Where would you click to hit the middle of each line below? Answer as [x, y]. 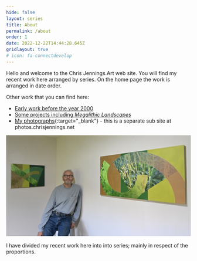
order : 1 [17, 37]
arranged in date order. [34, 86]
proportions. [21, 252]
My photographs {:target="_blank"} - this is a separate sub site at [93, 121]
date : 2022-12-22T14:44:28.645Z [45, 43]
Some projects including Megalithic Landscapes [73, 114]
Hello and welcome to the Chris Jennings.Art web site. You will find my [91, 73]
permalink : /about [28, 31]
